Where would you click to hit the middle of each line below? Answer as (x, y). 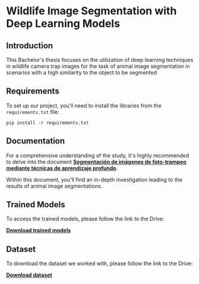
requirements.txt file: (33, 112)
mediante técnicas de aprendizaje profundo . (62, 168)
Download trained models (39, 230)
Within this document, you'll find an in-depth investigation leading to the (94, 179)
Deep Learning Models (63, 24)
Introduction (30, 46)
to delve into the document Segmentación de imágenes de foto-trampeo (97, 161)
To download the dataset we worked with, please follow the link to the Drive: (99, 264)
